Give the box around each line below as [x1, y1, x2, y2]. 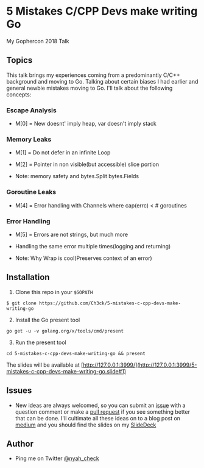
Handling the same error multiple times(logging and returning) [15, 242, 171, 250]
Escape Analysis [6, 106, 57, 114]
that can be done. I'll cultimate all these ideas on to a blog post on [15, 414, 181, 422]
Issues [6, 386, 32, 396]
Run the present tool [15, 339, 66, 346]
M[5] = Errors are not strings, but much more [15, 231, 128, 238]
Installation [6, 272, 50, 283]
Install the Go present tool [15, 316, 80, 323]
